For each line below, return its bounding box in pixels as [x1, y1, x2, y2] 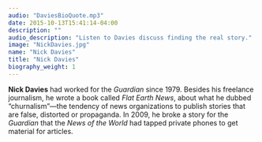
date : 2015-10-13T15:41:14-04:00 [8, 19, 118, 27]
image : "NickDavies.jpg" [8, 41, 90, 49]
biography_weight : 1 [8, 63, 77, 71]
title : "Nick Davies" [8, 56, 80, 64]
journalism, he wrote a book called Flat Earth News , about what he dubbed [8, 92, 252, 103]
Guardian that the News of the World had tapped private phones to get [8, 118, 238, 127]
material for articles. [8, 126, 73, 136]
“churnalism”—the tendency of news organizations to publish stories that [8, 101, 246, 110]
